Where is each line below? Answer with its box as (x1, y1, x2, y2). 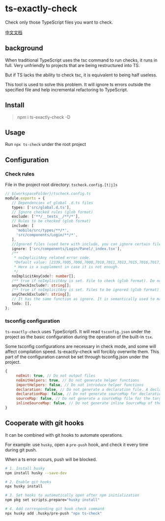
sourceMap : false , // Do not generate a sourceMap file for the (16, 396, 151, 401)
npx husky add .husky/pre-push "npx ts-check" (5, 511, 102, 516)
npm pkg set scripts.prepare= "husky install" (5, 497, 100, 503)
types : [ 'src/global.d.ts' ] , (11, 205, 71, 210)
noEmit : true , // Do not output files (16, 373, 96, 378)
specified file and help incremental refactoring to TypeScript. (5, 87, 129, 93)
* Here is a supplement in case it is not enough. (14, 265, 120, 270)
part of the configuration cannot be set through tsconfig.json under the (5, 354, 149, 360)
